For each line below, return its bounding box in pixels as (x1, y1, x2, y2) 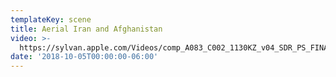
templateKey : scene (10, 14, 92, 25)
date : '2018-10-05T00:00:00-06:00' (10, 52, 159, 62)
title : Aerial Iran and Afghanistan (10, 24, 163, 34)
